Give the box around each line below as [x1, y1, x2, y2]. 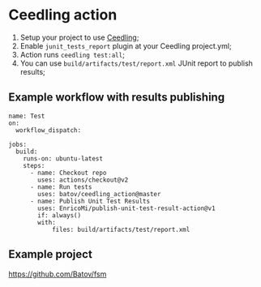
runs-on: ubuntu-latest [23, 154, 104, 163]
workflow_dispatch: [15, 126, 82, 135]
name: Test [8, 112, 45, 120]
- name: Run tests [29, 182, 92, 191]
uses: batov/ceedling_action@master [37, 190, 161, 198]
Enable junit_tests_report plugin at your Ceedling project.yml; [19, 41, 233, 50]
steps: [23, 161, 45, 169]
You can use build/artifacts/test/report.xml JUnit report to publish [19, 58, 254, 68]
